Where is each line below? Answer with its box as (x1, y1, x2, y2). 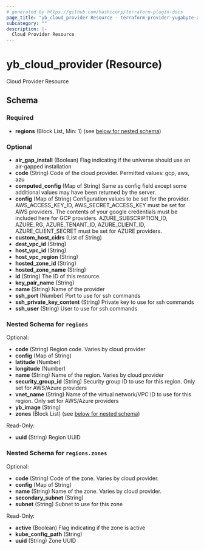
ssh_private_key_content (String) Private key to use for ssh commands (15, 298, 194, 306)
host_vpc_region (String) (15, 253, 79, 261)
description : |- (6, 26, 47, 32)
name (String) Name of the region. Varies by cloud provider (15, 371, 164, 379)
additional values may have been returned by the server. (15, 189, 157, 196)
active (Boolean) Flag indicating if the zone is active (15, 524, 146, 531)
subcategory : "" (6, 20, 47, 26)
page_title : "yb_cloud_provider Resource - (6, 15, 118, 21)
